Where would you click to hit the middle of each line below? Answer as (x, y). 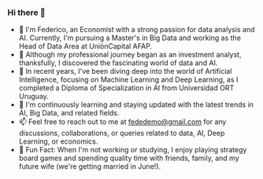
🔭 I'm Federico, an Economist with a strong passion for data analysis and (137, 30)
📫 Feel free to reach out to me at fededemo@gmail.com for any (122, 122)
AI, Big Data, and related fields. (69, 113)
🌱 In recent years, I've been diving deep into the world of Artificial (125, 71)
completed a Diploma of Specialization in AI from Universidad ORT (126, 88)
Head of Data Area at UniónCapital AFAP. (85, 46)
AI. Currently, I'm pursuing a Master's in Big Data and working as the (130, 38)
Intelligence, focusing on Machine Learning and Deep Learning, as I (128, 80)
